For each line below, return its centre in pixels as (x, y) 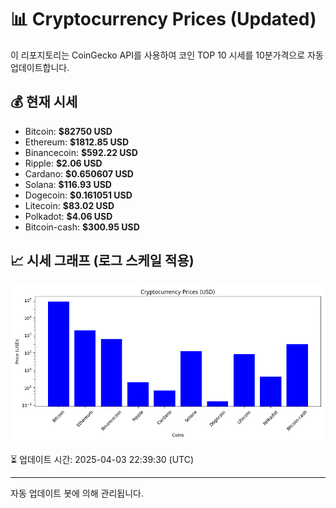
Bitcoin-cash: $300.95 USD (82, 227)
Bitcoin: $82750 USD (68, 131)
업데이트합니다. (40, 67)
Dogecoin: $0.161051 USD (78, 195)
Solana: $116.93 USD (68, 184)
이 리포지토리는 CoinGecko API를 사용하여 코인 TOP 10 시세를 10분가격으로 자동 (167, 55)
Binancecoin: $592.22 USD (81, 152)
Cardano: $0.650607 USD (79, 173)
